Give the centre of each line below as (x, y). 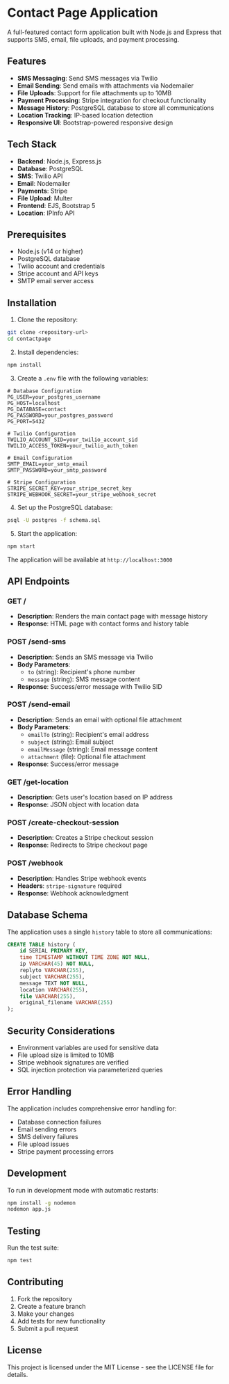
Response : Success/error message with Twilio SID (90, 686)
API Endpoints (39, 581)
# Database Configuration (44, 391)
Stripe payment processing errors (66, 1151)
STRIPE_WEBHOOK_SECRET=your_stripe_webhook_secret (82, 494)
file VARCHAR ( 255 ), (48, 996)
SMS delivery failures (48, 1136)
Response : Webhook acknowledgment (73, 893)
